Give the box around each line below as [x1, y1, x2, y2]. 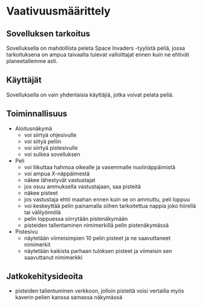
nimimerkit [24, 241, 51, 248]
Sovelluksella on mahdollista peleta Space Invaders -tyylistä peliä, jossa [6, 44, 186, 52]
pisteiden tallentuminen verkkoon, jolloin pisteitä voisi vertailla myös [15, 287, 184, 295]
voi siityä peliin [24, 138, 62, 145]
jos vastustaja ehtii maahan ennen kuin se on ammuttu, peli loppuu [24, 195, 191, 203]
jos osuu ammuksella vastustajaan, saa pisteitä [24, 183, 141, 190]
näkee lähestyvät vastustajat [24, 176, 96, 183]
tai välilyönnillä [24, 208, 61, 216]
